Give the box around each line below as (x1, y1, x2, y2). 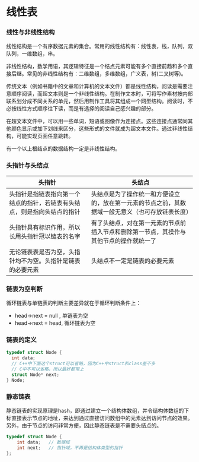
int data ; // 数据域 (17, 439, 70, 445)
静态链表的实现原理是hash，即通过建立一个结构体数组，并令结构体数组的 (6, 407, 184, 414)
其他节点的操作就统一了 (91, 236, 157, 245)
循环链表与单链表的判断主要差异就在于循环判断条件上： (6, 299, 141, 306)
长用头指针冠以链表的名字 (9, 232, 81, 241)
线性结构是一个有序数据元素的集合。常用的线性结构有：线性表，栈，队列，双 (6, 43, 193, 50)
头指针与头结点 (6, 162, 49, 170)
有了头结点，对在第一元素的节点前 (91, 219, 187, 227)
